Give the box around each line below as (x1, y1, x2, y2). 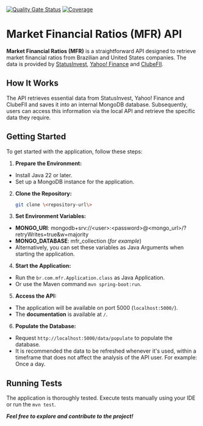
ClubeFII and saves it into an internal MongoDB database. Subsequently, (6, 101, 188, 108)
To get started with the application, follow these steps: (6, 147, 143, 155)
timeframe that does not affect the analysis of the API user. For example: (15, 354, 198, 361)
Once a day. (15, 361, 46, 368)
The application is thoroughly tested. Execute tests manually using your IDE (6, 394, 196, 402)
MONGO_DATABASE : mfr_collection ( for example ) (15, 237, 142, 244)
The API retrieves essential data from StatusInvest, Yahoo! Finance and (6, 94, 185, 101)
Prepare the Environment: (15, 160, 82, 167)
